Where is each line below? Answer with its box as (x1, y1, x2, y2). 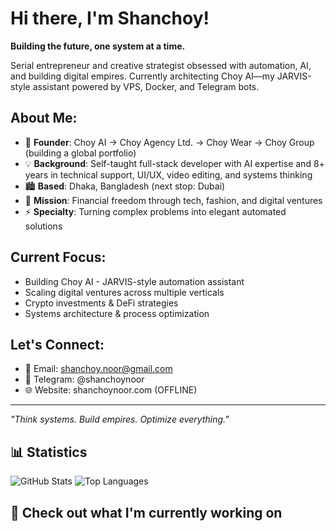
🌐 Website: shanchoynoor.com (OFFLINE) (24, 384, 198, 396)
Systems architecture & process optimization (24, 307, 210, 319)
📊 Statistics (10, 443, 88, 461)
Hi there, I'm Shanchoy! (10, 7, 210, 30)
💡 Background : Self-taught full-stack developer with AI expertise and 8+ (24, 157, 325, 169)
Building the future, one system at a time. (10, 40, 186, 52)
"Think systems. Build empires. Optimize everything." (10, 413, 230, 426)
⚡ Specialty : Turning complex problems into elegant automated (24, 205, 287, 217)
